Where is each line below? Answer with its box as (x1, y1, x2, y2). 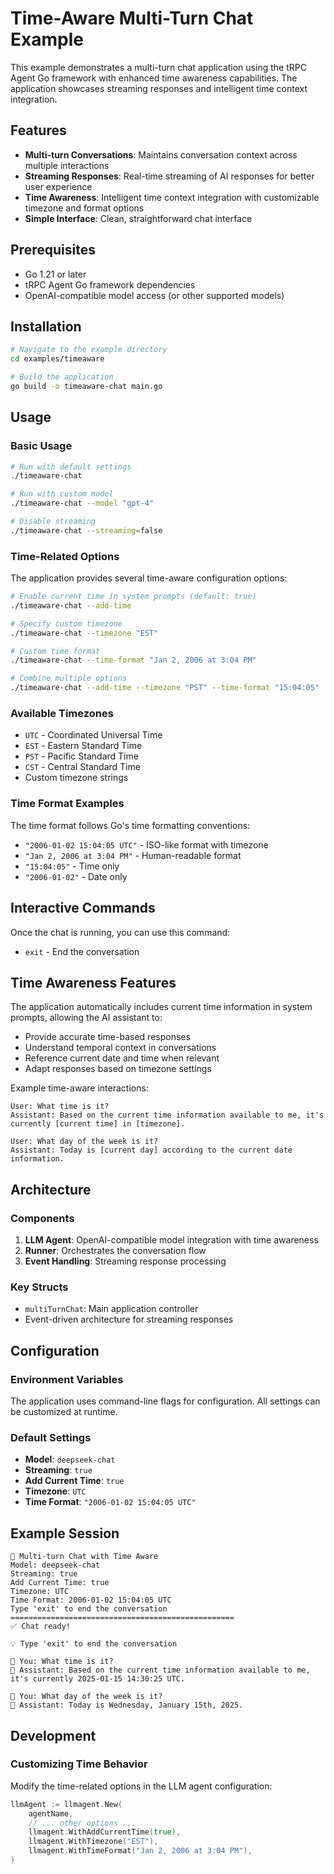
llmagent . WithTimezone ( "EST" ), (28, 1837, 159, 1847)
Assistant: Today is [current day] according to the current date (10, 1145, 293, 1156)
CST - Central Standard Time (24, 761, 141, 773)
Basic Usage (10, 439, 73, 453)
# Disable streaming (10, 517, 97, 527)
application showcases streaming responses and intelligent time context (10, 82, 308, 94)
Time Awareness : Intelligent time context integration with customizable (24, 191, 320, 203)
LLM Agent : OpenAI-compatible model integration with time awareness (24, 1234, 319, 1246)
